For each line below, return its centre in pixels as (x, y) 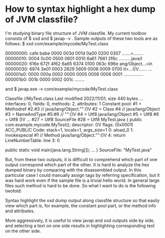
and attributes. (20, 211)
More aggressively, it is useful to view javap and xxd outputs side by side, (80, 220)
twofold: (14, 191)
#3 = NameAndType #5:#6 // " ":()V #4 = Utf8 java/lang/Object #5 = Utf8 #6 (82, 114)
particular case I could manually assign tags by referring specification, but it (82, 175)
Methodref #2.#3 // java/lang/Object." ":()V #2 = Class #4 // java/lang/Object (82, 109)
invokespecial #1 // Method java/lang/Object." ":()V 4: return (65, 135)
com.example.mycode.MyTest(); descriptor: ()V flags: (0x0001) (69, 125)
